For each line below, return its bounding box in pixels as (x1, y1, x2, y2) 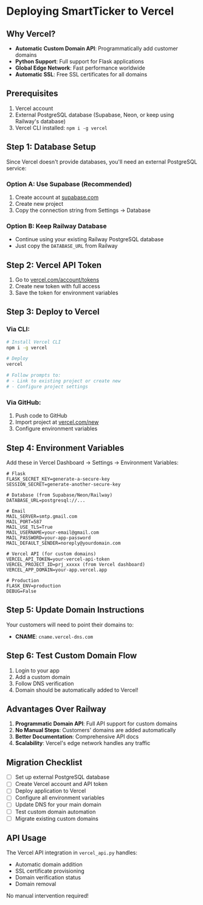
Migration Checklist (6, 757, 83, 768)
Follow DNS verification (15, 680, 74, 687)
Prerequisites (6, 89, 58, 99)
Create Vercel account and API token (15, 780, 108, 788)
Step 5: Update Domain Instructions (6, 605, 145, 615)
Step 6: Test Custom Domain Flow (6, 650, 137, 661)
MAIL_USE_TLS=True (6, 524, 53, 530)
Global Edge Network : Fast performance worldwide (15, 64, 146, 71)
